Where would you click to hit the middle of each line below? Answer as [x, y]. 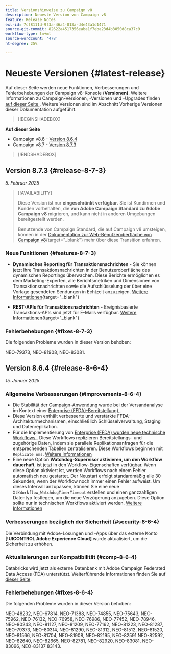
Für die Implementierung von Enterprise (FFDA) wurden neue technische [89, 432]
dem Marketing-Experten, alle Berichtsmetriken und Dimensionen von [86, 280]
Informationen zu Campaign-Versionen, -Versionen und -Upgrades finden [83, 98]
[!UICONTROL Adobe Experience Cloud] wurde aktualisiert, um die [76, 538]
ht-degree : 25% [21, 44]
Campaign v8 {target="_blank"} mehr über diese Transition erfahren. [90, 240]
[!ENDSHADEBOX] [37, 154]
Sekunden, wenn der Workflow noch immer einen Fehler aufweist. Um [86, 481]
